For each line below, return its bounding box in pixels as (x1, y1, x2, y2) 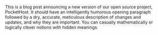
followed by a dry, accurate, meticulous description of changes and (5, 14, 141, 20)
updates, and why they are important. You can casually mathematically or (5, 19, 153, 25)
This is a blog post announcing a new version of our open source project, (5, 4, 153, 10)
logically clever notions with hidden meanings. (5, 24, 99, 30)
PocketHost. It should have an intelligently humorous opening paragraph (5, 9, 151, 15)
